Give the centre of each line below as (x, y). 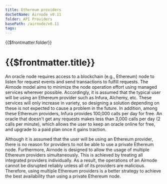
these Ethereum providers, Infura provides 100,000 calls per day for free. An (84, 114)
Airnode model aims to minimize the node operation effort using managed (81, 87)
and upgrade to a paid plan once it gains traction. (56, 130)
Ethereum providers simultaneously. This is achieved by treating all (74, 155)
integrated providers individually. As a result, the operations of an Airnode (81, 161)
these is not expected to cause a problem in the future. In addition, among (81, 108)
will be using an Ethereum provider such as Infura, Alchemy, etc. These (78, 98)
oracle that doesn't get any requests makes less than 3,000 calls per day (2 (83, 119)
